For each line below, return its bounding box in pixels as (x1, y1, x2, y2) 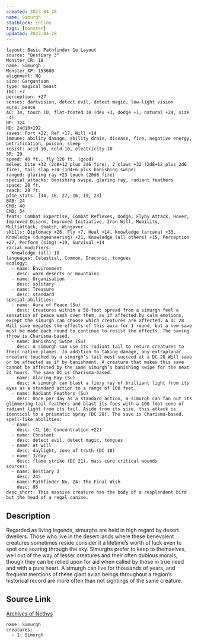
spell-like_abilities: (6, 417, 62, 423)
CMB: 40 (6, 203, 25, 209)
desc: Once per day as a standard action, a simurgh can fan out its (17, 396, 193, 402)
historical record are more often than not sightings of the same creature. (6, 577, 183, 584)
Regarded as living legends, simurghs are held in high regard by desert (6, 526, 179, 533)
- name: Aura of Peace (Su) (11, 302, 81, 308)
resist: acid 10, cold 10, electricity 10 (6, 146, 113, 152)
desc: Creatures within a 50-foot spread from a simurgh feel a (17, 307, 179, 313)
